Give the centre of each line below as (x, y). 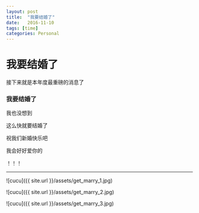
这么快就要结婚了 (27, 125)
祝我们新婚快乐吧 (27, 138)
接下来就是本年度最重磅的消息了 (45, 82)
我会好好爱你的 (24, 151)
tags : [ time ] (22, 28)
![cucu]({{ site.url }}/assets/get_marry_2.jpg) (60, 192)
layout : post (22, 12)
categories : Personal (33, 34)
